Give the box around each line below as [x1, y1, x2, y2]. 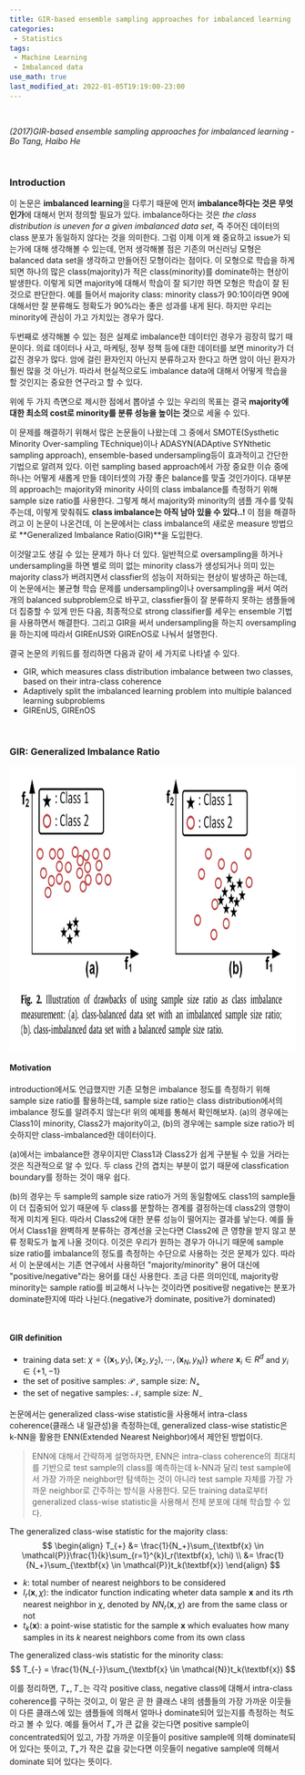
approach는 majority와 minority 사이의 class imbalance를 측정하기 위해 [18, 484, 278, 495]
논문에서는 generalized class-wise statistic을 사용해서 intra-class [9, 1409, 248, 1419]
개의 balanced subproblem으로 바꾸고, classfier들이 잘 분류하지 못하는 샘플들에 [9, 594, 296, 605]
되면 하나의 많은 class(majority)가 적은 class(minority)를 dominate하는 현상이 [9, 266, 290, 277]
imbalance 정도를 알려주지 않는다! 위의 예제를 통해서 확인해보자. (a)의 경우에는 [9, 1106, 290, 1117]
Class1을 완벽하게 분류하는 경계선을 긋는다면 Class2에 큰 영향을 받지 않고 [25, 1224, 287, 1235]
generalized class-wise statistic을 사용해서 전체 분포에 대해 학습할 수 [31, 1496, 281, 1507]
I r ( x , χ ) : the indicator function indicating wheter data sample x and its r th [22, 1586, 294, 1600]
